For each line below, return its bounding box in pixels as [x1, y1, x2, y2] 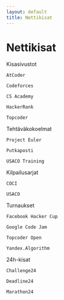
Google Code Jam [6, 224, 47, 230]
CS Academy [6, 93, 34, 100]
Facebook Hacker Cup [6, 213, 59, 220]
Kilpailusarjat [6, 169, 39, 176]
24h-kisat [6, 256, 30, 264]
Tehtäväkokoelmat [6, 125, 53, 133]
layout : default [6, 8, 47, 15]
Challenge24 [6, 268, 36, 274]
